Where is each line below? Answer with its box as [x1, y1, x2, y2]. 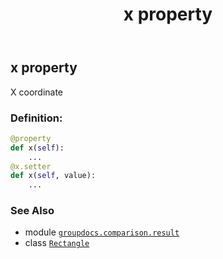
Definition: [10, 111, 63, 125]
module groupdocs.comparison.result [24, 226, 180, 238]
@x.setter [10, 161, 52, 172]
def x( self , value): [10, 171, 97, 181]
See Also [10, 204, 55, 218]
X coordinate [10, 86, 64, 98]
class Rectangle [24, 237, 90, 249]
